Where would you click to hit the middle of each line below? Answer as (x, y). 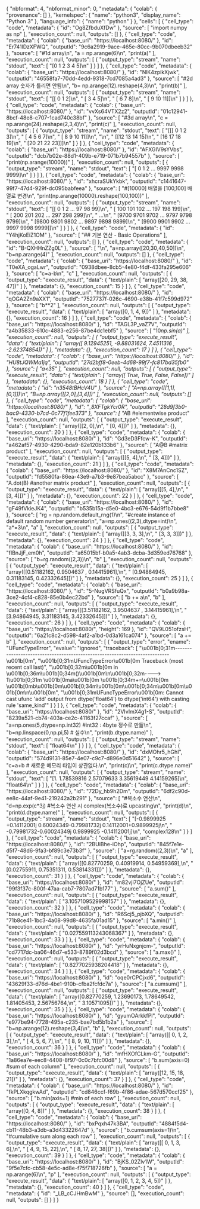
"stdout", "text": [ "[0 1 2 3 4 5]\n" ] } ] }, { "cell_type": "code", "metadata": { (99, 66)
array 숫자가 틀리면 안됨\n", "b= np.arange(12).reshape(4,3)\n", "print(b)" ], (97, 85)
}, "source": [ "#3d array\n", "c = (128, 118)
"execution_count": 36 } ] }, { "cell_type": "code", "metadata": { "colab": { (96, 1047)
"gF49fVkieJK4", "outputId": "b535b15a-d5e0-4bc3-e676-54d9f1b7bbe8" (98, 508)
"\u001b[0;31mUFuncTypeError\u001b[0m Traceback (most (110, 661)
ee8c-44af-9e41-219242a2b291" (47, 798)
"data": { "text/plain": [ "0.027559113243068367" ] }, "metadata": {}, (90, 933)
